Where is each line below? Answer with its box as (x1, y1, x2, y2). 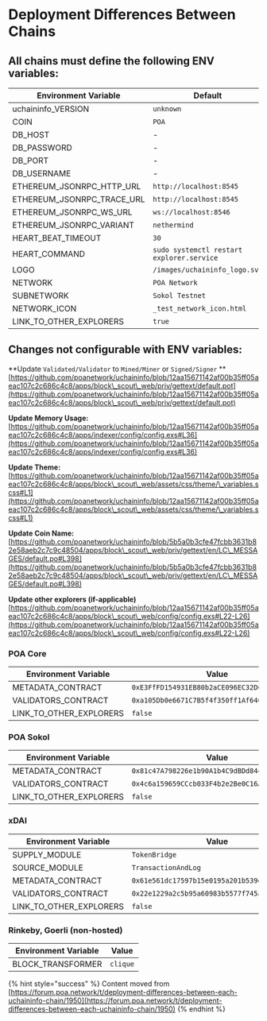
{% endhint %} (177, 1004, 226, 1014)
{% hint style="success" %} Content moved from (8, 979, 170, 988)
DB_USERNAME (12, 168, 72, 179)
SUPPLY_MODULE (12, 849, 82, 860)
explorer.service (153, 253, 219, 262)
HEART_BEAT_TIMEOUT (12, 233, 102, 243)
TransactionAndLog (131, 863, 201, 872)
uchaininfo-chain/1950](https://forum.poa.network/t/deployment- (8, 996, 222, 1005)
